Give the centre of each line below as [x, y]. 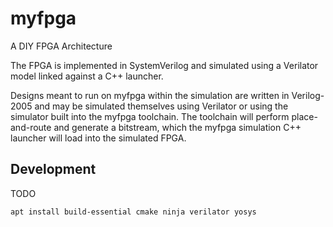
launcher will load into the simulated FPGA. [98, 138]
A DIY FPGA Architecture [61, 46]
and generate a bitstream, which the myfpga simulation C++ [177, 127]
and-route [31, 127]
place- [304, 116]
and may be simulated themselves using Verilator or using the [161, 106]
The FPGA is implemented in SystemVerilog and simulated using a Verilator [164, 65]
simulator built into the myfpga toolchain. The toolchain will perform [150, 116]
